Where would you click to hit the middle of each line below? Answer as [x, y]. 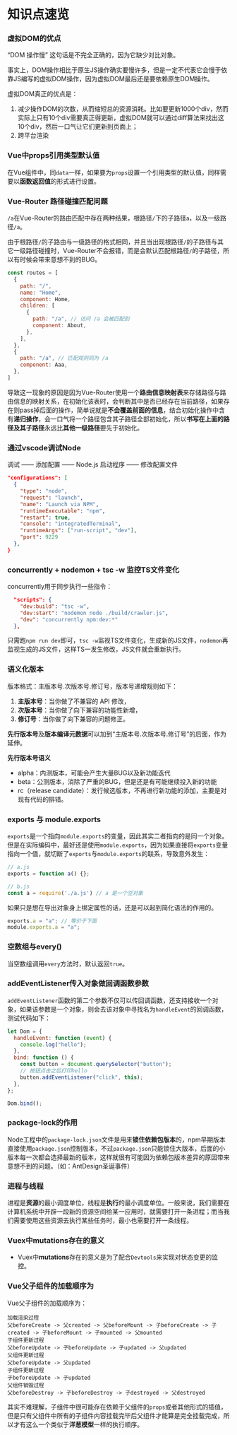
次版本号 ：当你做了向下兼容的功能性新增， [79, 710]
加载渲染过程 [23, 1318]
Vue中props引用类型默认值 [54, 156]
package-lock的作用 [42, 1123]
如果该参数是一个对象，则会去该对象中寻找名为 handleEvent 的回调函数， [123, 1009]
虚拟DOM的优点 [34, 38]
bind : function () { [44, 1058]
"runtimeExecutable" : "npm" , [63, 511]
